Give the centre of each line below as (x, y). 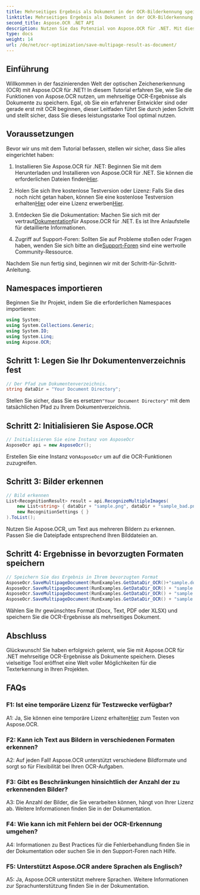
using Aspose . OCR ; (29, 342)
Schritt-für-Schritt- (154, 263)
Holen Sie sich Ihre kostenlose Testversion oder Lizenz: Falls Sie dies (99, 190)
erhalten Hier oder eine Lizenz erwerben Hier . (69, 203)
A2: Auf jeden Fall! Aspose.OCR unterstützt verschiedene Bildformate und (96, 760)
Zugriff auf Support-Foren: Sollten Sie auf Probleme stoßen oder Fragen (103, 239)
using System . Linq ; (30, 337)
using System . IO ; (28, 331)
